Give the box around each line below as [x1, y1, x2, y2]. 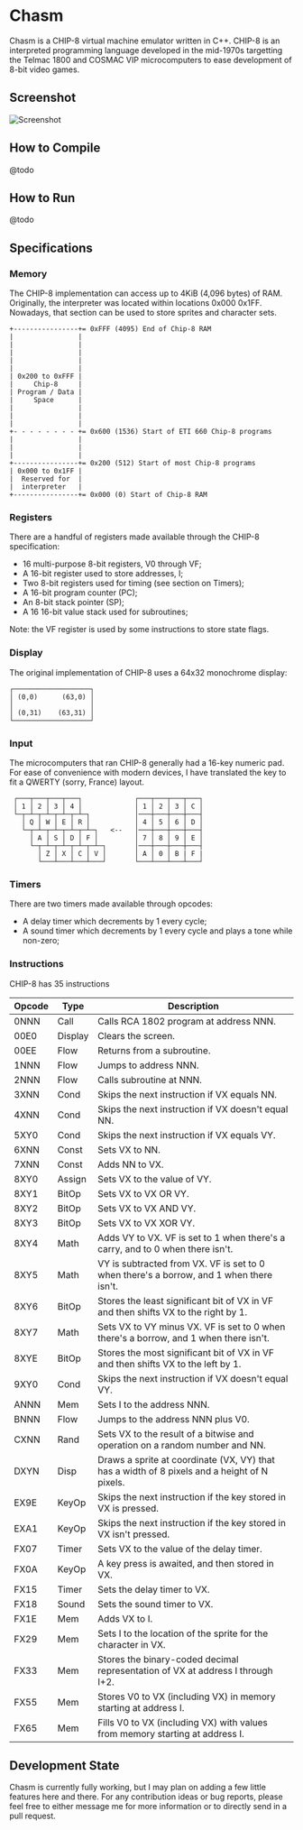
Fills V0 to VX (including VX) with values [97, 1715, 269, 1728]
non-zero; [22, 935, 60, 946]
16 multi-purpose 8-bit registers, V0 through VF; [22, 558, 202, 569]
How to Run [9, 190, 76, 206]
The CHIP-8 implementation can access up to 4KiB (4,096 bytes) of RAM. [9, 288, 283, 299]
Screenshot [9, 90, 77, 106]
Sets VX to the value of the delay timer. [97, 1542, 263, 1555]
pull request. [9, 1810, 56, 1822]
